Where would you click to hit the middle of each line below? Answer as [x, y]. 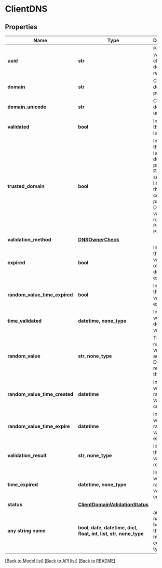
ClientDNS [26, 9]
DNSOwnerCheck [99, 240]
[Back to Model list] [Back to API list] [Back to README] [60, 561]
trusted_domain [26, 186]
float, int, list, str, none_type [111, 534]
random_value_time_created [40, 394]
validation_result [27, 455]
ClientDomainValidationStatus [113, 504]
